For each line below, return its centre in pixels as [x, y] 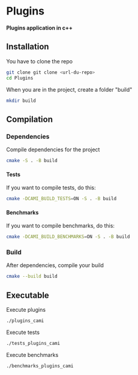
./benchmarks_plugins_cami [40, 366]
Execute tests [23, 332]
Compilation [29, 119]
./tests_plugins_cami [33, 343]
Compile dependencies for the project [53, 150]
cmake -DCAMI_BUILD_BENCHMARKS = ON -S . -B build [68, 237]
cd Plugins [20, 78]
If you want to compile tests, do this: [51, 187]
